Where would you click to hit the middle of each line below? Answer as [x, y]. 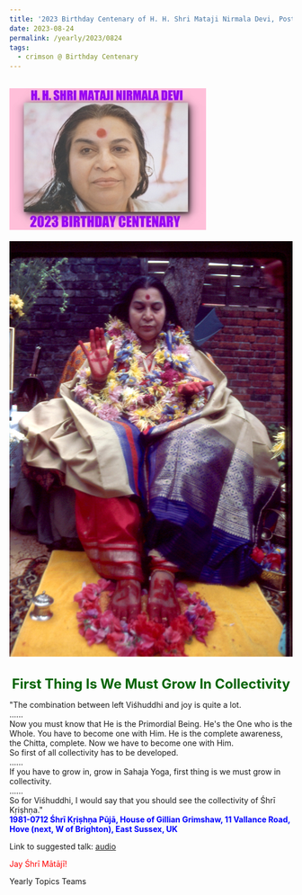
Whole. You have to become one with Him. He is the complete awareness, [146, 733]
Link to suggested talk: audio [63, 846]
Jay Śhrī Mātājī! [38, 864]
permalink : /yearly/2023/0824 [66, 38]
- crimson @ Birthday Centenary [78, 57]
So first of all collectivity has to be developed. [94, 752]
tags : [19, 48]
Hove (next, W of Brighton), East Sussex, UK [93, 828]
